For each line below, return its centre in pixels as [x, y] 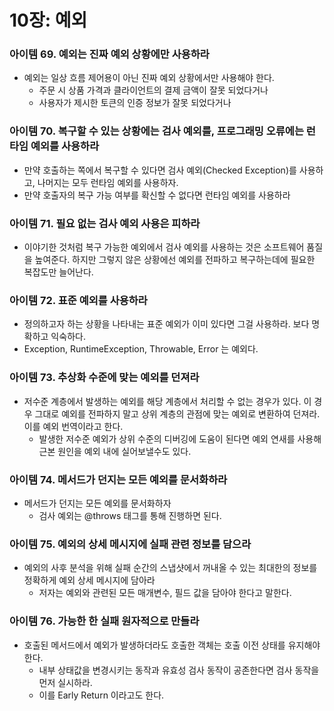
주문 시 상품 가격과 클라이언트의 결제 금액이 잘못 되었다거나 [153, 90]
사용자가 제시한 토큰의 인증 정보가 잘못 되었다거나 [135, 103]
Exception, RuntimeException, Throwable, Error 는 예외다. [141, 349]
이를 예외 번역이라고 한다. [73, 426]
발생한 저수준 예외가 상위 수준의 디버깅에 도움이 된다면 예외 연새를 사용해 [180, 438]
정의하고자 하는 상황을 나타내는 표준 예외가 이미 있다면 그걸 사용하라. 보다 [166, 324]
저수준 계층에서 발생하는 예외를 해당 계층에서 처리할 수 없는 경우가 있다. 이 [167, 401]
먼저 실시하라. [65, 682]
